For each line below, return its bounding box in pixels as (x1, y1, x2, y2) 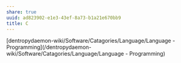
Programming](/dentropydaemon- (6, 43, 92, 51)
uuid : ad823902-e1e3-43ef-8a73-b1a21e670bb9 (6, 15, 121, 21)
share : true (6, 9, 37, 15)
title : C (6, 20, 29, 26)
